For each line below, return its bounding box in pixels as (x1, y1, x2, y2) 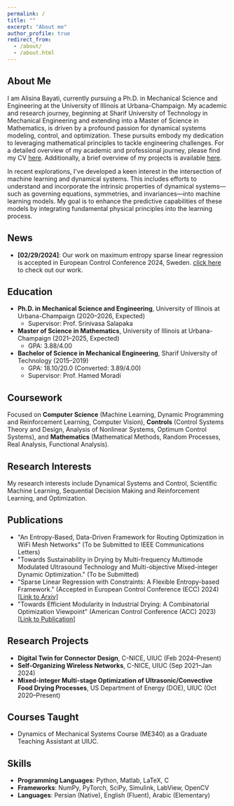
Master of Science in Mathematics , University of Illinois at (17, 327, 187, 335)
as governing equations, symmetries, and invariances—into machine (22, 189, 221, 198)
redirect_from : (7, 36, 52, 43)
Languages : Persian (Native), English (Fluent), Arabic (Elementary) (17, 791, 210, 800)
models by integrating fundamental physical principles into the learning (7, 204, 212, 212)
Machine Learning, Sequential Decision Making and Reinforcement (7, 486, 200, 495)
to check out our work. (17, 266, 83, 274)
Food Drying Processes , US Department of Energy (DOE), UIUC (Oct (17, 683, 217, 692)
